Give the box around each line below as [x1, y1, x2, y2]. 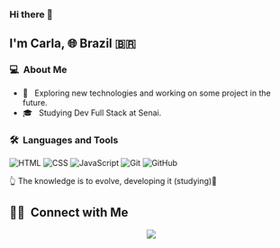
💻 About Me [9, 63, 68, 76]
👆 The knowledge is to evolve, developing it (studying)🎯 [9, 175, 218, 186]
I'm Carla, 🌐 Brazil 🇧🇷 [9, 36, 137, 51]
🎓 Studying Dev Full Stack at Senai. [22, 107, 162, 118]
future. [22, 96, 48, 107]
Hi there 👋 [9, 8, 54, 21]
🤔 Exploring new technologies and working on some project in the [22, 87, 272, 98]
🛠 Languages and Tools [9, 133, 119, 146]
